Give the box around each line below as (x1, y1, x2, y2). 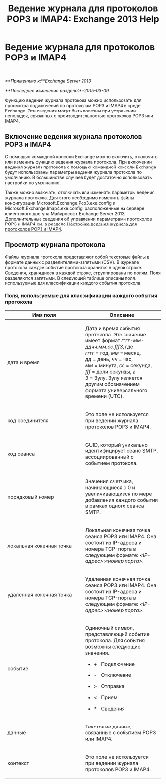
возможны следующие (85, 643, 141, 650)
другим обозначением (85, 380, 140, 387)
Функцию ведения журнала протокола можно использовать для (5, 97, 142, 103)
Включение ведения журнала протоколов (5, 132, 142, 141)
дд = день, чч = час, (85, 355, 133, 362)
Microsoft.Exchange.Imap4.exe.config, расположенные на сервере (5, 205, 145, 211)
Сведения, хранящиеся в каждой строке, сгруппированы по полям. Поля (5, 270, 161, 276)
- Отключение (93, 672, 132, 678)
